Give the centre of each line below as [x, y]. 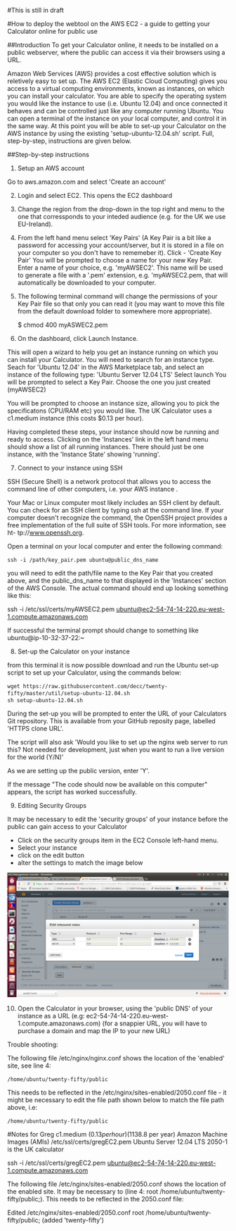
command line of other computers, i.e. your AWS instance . [93, 489]
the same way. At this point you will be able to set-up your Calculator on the [117, 126]
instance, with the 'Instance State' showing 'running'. [84, 454]
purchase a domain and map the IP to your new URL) [94, 1031]
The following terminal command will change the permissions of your [117, 296]
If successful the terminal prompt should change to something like [103, 630]
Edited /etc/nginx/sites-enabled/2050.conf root [76, 1213]
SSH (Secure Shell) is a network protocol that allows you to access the [109, 481]
